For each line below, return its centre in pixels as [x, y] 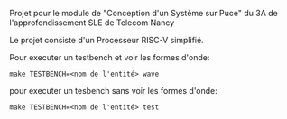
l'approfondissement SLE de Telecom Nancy [92, 23]
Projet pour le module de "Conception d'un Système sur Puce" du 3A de [143, 13]
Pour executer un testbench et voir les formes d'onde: [110, 57]
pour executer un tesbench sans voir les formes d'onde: [114, 91]
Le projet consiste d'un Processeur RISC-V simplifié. [107, 40]
